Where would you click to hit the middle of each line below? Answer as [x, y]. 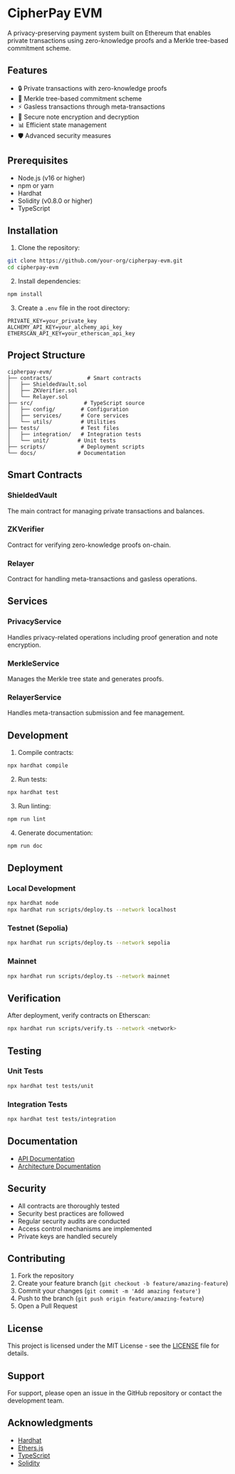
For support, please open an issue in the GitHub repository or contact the [115, 1393]
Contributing [36, 1258]
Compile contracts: [46, 753]
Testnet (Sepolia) [38, 928]
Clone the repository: [49, 248]
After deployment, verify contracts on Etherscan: [79, 1016]
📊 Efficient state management [62, 125]
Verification [34, 998]
